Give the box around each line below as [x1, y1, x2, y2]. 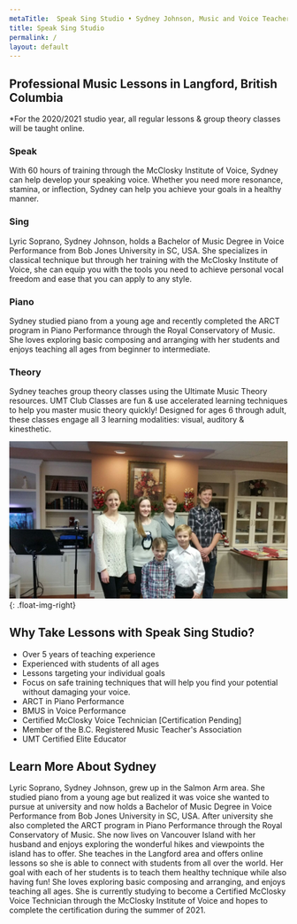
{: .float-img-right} [9, 599, 77, 610]
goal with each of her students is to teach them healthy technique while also [9, 867, 287, 878]
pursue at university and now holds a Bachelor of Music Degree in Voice [9, 802, 272, 812]
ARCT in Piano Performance [21, 695, 125, 706]
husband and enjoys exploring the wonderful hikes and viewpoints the [9, 839, 265, 850]
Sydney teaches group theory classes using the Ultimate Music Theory [9, 386, 268, 397]
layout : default [9, 43, 69, 51]
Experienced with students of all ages [21, 658, 160, 669]
